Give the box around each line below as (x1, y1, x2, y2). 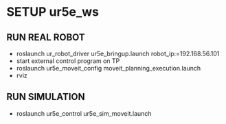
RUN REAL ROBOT (6, 32, 85, 43)
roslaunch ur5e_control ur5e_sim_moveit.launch (16, 109, 152, 117)
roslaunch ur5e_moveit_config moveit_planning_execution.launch (16, 64, 201, 72)
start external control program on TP (16, 57, 120, 65)
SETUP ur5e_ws (6, 4, 100, 20)
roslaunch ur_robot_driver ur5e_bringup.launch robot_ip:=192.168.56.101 (16, 49, 220, 58)
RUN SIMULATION (6, 91, 85, 103)
